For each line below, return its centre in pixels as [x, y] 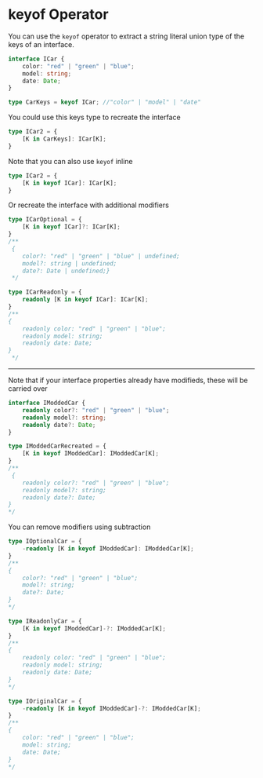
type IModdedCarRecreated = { [58, 446]
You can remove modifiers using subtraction [79, 527]
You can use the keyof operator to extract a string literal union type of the [126, 36]
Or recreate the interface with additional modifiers [89, 205]
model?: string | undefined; [70, 263]
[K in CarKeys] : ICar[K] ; [65, 139]
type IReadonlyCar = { [45, 621]
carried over [28, 389]
